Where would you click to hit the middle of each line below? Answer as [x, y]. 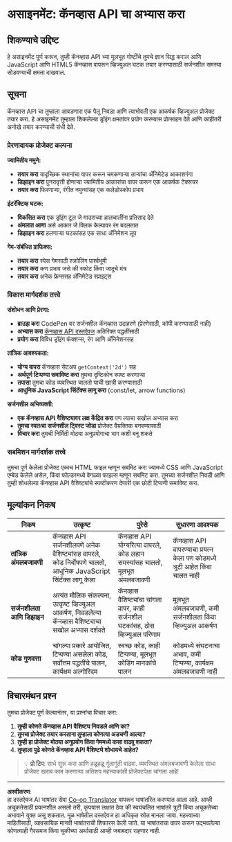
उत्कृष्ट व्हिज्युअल [74, 604]
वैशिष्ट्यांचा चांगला [140, 599]
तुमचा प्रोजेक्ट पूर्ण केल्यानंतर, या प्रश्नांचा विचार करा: [62, 712]
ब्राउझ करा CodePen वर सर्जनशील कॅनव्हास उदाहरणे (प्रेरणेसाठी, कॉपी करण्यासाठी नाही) [114, 324]
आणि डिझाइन [27, 617]
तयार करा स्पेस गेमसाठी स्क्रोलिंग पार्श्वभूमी [62, 261]
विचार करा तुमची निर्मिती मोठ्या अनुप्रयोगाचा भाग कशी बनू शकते [85, 434]
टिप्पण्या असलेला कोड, [80, 654]
